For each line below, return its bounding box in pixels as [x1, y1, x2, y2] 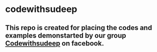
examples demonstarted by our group [5, 31, 126, 39]
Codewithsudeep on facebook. [5, 39, 104, 47]
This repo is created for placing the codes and [5, 23, 152, 32]
